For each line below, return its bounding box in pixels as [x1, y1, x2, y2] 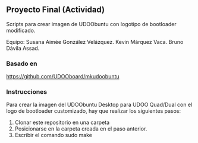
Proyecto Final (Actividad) [6, 5, 105, 15]
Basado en [6, 59, 37, 68]
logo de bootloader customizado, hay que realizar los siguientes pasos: [6, 107, 181, 115]
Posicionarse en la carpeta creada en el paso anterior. [14, 125, 147, 132]
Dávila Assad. [6, 45, 40, 52]
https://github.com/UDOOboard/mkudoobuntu [6, 73, 120, 80]
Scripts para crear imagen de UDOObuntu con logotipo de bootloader [6, 20, 177, 27]
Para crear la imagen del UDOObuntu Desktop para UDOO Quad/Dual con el [6, 101, 193, 109]
